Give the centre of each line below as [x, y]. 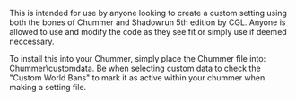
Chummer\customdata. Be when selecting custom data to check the [135, 68]
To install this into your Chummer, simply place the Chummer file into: [138, 59]
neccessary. [32, 41]
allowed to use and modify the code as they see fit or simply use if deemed [148, 32]
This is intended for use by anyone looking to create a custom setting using [148, 13]
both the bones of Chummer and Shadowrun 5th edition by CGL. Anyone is [148, 22]
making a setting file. [48, 87]
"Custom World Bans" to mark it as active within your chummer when [137, 78]
